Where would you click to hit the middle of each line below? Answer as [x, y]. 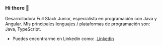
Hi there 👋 [17, 8]
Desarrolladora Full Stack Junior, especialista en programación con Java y [81, 19]
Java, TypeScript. [23, 29]
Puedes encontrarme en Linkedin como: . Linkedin [63, 39]
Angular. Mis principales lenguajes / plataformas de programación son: [78, 24]
